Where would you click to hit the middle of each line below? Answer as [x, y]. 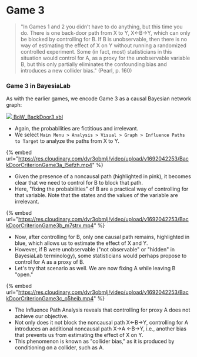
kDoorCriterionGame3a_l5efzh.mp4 [49, 165]
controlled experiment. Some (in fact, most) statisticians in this [96, 51]
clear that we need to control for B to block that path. [79, 183]
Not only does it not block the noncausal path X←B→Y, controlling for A [101, 323]
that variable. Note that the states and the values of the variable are [96, 195]
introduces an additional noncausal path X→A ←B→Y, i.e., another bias [101, 329]
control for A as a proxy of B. [49, 262]
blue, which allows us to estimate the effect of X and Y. [81, 243]
